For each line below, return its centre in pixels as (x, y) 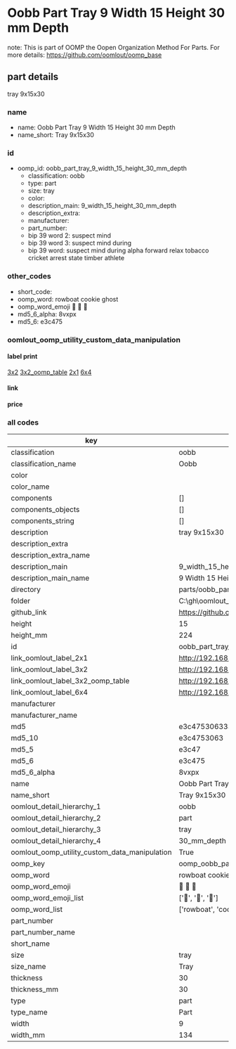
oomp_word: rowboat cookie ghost (68, 299)
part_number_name (43, 932)
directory (26, 590)
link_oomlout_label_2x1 (50, 658)
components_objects (45, 510)
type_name (29, 1012)
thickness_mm (35, 989)
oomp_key (28, 864)
